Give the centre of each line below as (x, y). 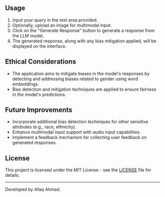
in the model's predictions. (39, 94)
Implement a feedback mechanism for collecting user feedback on (79, 137)
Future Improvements (39, 110)
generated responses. (35, 143)
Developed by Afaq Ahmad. (33, 190)
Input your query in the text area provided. (55, 20)
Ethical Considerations (41, 62)
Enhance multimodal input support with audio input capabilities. (76, 132)
